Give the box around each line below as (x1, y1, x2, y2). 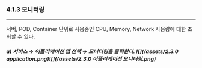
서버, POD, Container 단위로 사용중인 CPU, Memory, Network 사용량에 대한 (6, 26, 186, 33)
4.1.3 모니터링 (6, 5, 45, 13)
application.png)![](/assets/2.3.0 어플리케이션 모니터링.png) (6, 55, 156, 62)
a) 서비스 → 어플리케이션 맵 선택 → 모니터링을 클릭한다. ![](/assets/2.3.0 (6, 48, 179, 55)
